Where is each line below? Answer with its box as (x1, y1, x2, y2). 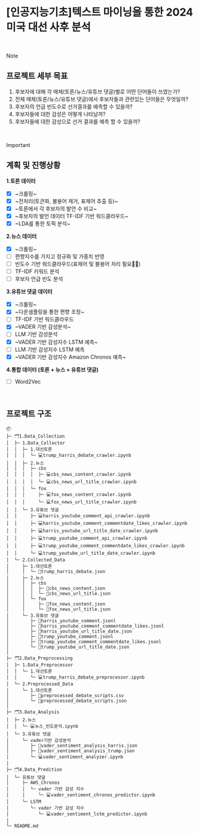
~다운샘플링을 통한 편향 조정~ (14, 308, 85, 316)
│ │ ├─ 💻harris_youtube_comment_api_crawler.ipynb (6, 512, 151, 519)
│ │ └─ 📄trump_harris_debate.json (6, 569, 106, 575)
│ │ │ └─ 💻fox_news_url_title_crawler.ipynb (6, 499, 137, 505)
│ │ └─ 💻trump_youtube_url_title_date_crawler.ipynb (6, 550, 155, 556)
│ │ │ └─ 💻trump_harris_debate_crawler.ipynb (6, 452, 131, 458)
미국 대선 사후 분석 (6, 20, 91, 34)
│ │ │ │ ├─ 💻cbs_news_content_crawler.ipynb (6, 471, 131, 477)
